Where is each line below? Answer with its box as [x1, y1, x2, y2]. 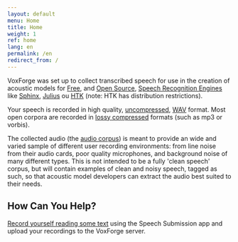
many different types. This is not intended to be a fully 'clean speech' [7, 157, 210, 165]
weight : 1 [7, 30, 37, 38]
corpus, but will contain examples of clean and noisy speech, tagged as [7, 164, 218, 173]
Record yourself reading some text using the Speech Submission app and [7, 219, 223, 228]
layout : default [7, 10, 55, 18]
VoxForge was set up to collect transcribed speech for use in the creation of [7, 76, 230, 85]
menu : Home [7, 17, 40, 24]
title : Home [7, 23, 43, 31]
